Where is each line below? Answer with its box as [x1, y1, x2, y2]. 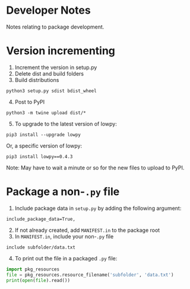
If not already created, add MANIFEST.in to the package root [14, 227, 160, 234]
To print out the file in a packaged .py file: [14, 255, 118, 262]
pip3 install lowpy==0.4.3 [6, 153, 73, 159]
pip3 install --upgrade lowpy [6, 131, 81, 137]
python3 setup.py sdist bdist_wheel [6, 87, 97, 94]
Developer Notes [6, 4, 91, 17]
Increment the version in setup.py [14, 64, 97, 71]
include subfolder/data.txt [6, 244, 76, 250]
